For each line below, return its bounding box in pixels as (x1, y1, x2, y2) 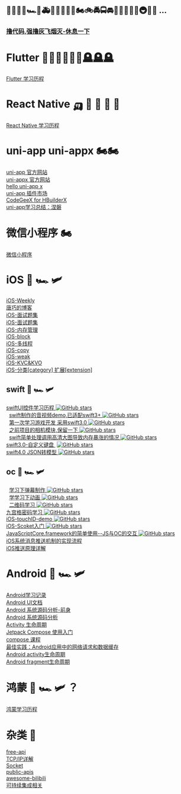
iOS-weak (6, 353, 31, 360)
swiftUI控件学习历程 (6, 404, 54, 411)
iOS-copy (6, 347, 30, 354)
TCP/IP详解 (6, 755, 34, 763)
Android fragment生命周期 (6, 658, 70, 665)
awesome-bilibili (6, 774, 46, 782)
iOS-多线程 (6, 340, 33, 347)
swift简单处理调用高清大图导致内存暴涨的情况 (8, 433, 119, 441)
